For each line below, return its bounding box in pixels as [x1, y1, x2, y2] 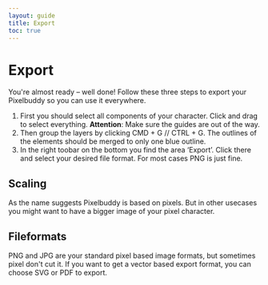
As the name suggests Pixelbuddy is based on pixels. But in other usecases [8, 198, 258, 208]
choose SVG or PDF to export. [8, 267, 108, 277]
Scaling [8, 176, 47, 190]
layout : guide [8, 11, 56, 20]
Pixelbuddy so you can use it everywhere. [8, 96, 146, 105]
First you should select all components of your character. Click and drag [19, 111, 258, 121]
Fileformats [8, 229, 67, 243]
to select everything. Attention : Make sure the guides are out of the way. [19, 120, 260, 129]
